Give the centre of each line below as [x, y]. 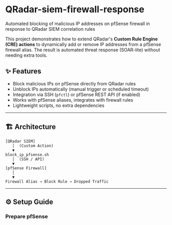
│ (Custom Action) [33, 146]
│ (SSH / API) [28, 159]
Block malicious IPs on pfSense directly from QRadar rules [74, 83]
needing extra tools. [26, 55]
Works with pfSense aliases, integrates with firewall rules [73, 100]
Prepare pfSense [27, 216]
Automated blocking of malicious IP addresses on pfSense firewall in [78, 24]
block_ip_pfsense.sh [27, 154]
